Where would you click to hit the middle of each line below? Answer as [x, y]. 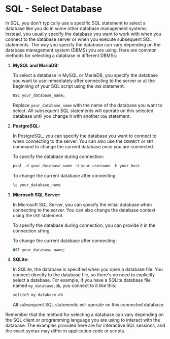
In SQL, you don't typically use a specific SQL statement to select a [76, 23]
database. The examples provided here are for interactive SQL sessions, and [85, 325]
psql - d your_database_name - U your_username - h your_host [76, 166]
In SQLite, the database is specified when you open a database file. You [88, 269]
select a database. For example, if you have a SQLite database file [82, 280]
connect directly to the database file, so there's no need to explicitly [84, 275]
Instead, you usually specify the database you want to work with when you [83, 34]
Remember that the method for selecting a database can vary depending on [84, 315]
